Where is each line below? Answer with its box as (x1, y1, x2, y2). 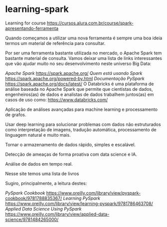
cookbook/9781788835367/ (5, 195, 62, 201)
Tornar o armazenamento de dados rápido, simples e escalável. (5, 141, 136, 148)
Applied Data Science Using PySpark (5, 206, 82, 212)
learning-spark (5, 3, 69, 15)
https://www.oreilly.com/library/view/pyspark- (46, 190, 141, 196)
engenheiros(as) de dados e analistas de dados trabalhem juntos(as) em (5, 91, 154, 97)
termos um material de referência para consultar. (5, 40, 106, 46)
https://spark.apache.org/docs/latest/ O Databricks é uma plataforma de (5, 81, 154, 87)
